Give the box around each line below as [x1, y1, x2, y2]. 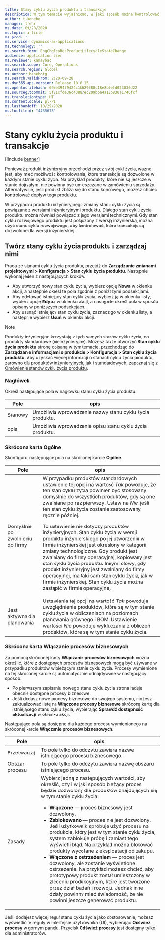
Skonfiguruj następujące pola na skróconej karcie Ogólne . [5, 455, 123, 461]
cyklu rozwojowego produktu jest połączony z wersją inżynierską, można [5, 217, 153, 223]
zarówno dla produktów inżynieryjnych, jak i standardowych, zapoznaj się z [5, 360, 158, 366]
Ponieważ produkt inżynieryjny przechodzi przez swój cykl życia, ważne [5, 166, 152, 172]
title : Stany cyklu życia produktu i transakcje [5, 7, 107, 12]
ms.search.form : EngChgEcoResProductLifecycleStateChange [5, 48, 126, 53]
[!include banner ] [5, 156, 40, 162]
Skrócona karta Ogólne [5, 444, 61, 451]
